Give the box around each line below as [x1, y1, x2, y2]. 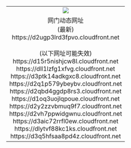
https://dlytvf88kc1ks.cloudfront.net [14, 124, 117, 132]
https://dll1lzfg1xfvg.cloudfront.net [16, 64, 115, 73]
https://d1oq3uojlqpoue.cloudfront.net [11, 94, 120, 102]
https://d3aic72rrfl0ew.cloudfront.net [13, 117, 118, 125]
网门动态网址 [47, 16, 84, 25]
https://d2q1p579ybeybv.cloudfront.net [9, 79, 123, 87]
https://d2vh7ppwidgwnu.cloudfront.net [9, 109, 123, 117]
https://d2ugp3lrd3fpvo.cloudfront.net [11, 33, 120, 41]
